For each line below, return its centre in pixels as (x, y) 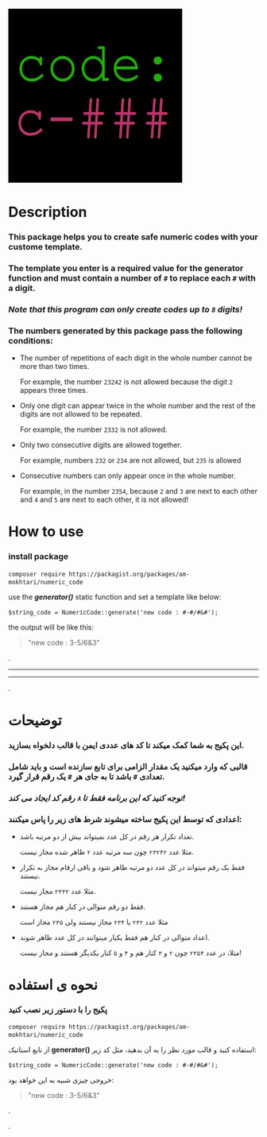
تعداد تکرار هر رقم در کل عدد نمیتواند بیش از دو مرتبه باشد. (107, 836)
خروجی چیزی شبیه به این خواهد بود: (61, 1080)
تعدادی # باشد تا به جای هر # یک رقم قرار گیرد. (87, 776)
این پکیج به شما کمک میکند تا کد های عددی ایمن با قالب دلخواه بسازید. (126, 745)
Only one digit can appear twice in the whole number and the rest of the (137, 406)
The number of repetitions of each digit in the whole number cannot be (136, 358)
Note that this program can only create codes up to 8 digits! (126, 309)
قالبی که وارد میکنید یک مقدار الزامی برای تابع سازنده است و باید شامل (128, 766)
